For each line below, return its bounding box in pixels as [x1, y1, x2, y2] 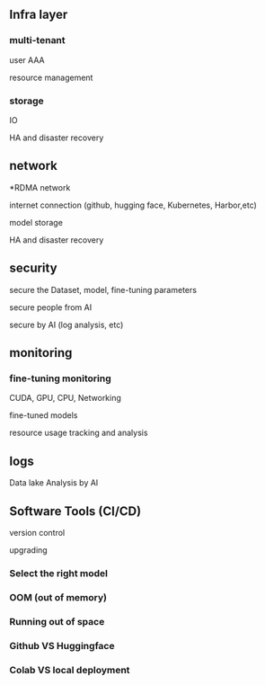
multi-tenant [9, 34, 66, 47]
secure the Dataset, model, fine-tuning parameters [9, 284, 198, 295]
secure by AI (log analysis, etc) [9, 319, 124, 330]
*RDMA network [9, 182, 71, 192]
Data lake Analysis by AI [9, 477, 99, 488]
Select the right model [9, 566, 108, 579]
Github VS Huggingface [9, 639, 115, 652]
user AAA [9, 54, 45, 66]
